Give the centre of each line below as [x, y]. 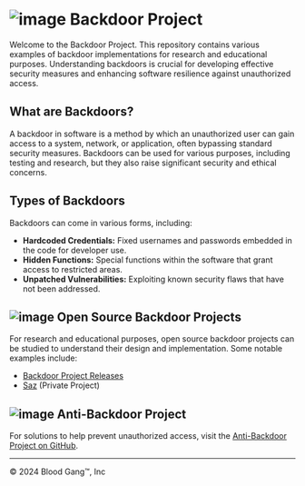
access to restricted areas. [72, 269]
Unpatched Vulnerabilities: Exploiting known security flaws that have [153, 279]
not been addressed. [61, 288]
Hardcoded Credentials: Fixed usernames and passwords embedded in [157, 240]
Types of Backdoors [67, 201]
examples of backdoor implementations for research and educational [138, 54]
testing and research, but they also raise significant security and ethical [143, 163]
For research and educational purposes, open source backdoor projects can [152, 339]
